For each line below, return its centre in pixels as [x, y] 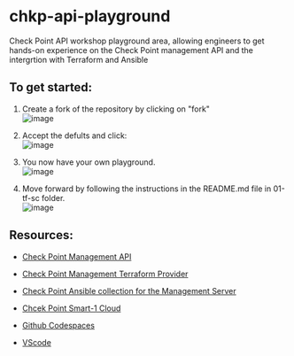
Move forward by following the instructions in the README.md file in [147, 189]
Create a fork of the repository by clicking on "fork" [116, 109]
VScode [36, 342]
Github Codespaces [58, 325]
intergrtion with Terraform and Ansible [79, 59]
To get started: [51, 87]
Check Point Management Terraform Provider [105, 274]
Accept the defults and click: [74, 135]
